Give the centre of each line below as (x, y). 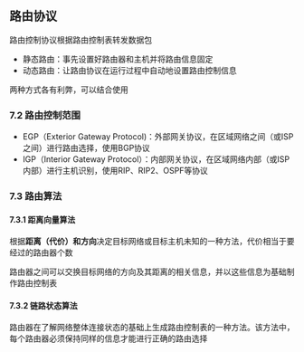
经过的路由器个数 (41, 252)
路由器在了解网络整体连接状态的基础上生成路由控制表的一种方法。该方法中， (152, 328)
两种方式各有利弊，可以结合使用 (69, 90)
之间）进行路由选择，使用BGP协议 (86, 148)
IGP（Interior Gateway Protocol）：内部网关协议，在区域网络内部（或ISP (156, 159)
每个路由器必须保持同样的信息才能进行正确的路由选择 (109, 338)
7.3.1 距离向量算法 (43, 219)
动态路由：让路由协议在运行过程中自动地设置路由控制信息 (129, 70)
